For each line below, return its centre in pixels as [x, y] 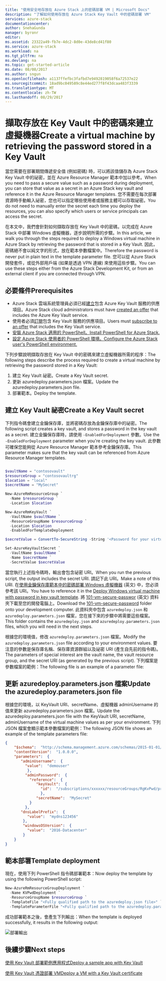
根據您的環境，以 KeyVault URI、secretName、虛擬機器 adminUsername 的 [82, 704]
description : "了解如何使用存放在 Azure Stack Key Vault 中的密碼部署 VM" [78, 14]
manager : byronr [22, 33]
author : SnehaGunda [25, 28]
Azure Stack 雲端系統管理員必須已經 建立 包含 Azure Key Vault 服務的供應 [86, 303]
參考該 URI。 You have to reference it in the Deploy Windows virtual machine [83, 591]
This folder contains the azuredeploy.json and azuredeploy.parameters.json [83, 621]
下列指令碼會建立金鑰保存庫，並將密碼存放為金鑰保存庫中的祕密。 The [76, 423]
